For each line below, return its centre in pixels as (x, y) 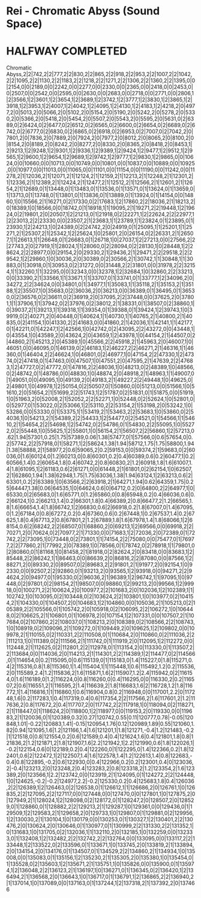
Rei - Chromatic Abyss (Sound (83, 11)
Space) (24, 24)
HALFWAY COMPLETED (67, 51)
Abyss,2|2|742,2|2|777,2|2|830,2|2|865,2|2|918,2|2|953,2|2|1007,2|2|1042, (99, 74)
